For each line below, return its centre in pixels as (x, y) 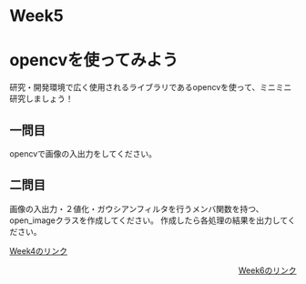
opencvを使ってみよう (94, 61)
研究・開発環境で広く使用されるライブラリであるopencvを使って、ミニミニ (151, 87)
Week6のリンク (267, 270)
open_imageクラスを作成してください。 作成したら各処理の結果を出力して (149, 220)
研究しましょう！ (41, 99)
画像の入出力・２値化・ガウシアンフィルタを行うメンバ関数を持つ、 (137, 208)
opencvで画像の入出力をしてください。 (83, 153)
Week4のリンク (39, 250)
